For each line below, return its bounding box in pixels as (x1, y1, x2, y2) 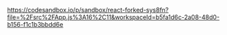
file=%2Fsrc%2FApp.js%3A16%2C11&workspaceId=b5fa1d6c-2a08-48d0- (7, 13, 220, 21)
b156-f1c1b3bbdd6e (7, 21, 63, 28)
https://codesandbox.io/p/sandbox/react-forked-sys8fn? (7, 6, 169, 14)
